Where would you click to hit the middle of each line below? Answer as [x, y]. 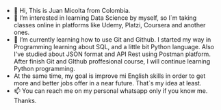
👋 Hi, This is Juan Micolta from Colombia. [72, 11]
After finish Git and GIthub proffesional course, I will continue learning [112, 61]
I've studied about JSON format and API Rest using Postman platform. [112, 54]
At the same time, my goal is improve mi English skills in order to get [109, 76]
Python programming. [44, 69]
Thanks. [25, 100]
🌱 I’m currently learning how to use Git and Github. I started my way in [112, 40]
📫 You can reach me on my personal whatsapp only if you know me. [110, 91]
